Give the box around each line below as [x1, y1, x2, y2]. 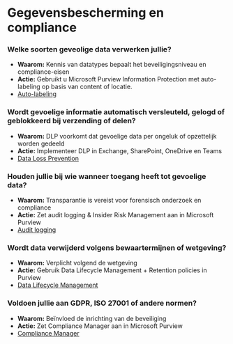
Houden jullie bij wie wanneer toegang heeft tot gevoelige [7, 171, 206, 181]
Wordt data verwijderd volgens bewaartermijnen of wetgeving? [7, 243, 227, 252]
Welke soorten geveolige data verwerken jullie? [7, 45, 172, 54]
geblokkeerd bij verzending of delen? [7, 116, 136, 126]
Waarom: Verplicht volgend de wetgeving [17, 259, 137, 267]
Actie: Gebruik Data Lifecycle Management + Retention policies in [17, 266, 207, 274]
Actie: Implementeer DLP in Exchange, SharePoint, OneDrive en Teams [17, 146, 222, 155]
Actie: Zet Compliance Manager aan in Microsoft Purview [17, 322, 183, 330]
